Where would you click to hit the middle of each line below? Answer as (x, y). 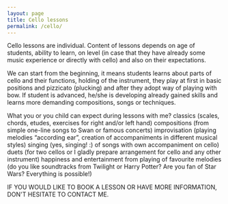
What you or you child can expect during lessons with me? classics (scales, (113, 116)
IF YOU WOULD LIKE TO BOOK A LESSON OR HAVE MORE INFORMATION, (112, 187)
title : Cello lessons (38, 20)
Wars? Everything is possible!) (49, 174)
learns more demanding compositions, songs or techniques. (91, 103)
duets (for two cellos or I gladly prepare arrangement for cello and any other (114, 152)
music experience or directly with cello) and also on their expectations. (106, 60)
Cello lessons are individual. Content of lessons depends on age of (101, 46)
